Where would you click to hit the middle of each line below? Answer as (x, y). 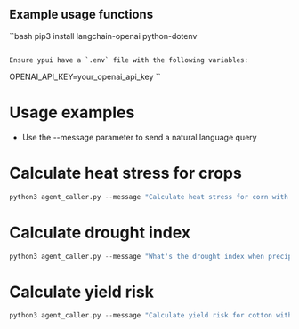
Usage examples (72, 112)
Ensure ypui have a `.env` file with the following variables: (129, 60)
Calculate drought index (100, 233)
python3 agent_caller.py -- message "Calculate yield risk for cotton (141, 316)
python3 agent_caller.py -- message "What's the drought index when (137, 256)
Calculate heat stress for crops (125, 173)
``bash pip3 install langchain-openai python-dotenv (103, 36)
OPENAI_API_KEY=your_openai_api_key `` (85, 76)
